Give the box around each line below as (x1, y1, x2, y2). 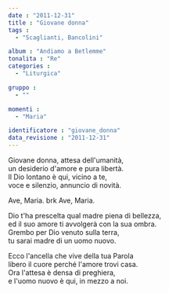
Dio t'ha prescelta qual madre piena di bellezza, (8, 211, 162, 220)
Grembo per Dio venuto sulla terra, (8, 228, 120, 236)
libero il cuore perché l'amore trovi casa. (8, 260, 138, 269)
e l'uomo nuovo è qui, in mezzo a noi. (8, 277, 129, 285)
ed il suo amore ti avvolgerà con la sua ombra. (8, 219, 157, 229)
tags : (8, 26, 30, 34)
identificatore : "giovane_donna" (8, 126, 121, 134)
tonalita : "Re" (8, 55, 61, 63)
